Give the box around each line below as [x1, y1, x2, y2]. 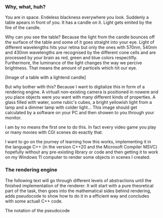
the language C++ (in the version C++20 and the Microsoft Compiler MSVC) [5, 144, 158, 150]
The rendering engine [5, 167, 57, 173]
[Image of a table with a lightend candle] [5, 74, 86, 81]
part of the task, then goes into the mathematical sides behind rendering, [5, 188, 152, 194]
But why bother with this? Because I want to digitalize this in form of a [5, 84, 145, 90]
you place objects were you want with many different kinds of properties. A [5, 94, 156, 100]
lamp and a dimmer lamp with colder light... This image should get [5, 104, 137, 110]
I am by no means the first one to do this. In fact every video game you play [5, 124, 157, 130]
